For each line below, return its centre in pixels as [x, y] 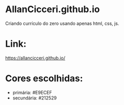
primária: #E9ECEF [32, 92]
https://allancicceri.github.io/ [35, 58]
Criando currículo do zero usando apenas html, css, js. [62, 23]
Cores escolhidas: [44, 78]
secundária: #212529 [35, 98]
